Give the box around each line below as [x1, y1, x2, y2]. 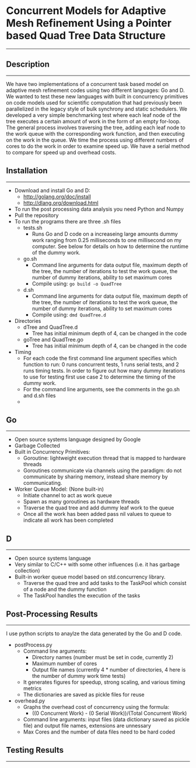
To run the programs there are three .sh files [14, 218, 121, 225]
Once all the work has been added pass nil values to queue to [23, 511, 172, 518]
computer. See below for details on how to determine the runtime [32, 243, 188, 250]
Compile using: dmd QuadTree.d [32, 311, 106, 318]
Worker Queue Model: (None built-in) [14, 485, 104, 493]
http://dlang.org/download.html [23, 199, 99, 206]
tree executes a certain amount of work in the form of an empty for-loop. [6, 118, 181, 125]
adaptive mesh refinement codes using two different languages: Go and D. [6, 87, 185, 94]
